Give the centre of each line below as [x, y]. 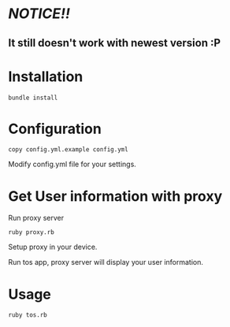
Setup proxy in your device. [53, 247]
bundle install [33, 98]
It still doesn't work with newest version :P [115, 43]
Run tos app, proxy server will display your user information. [106, 262]
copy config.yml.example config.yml [68, 150]
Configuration [55, 129]
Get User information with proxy [115, 196]
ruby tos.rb [28, 315]
